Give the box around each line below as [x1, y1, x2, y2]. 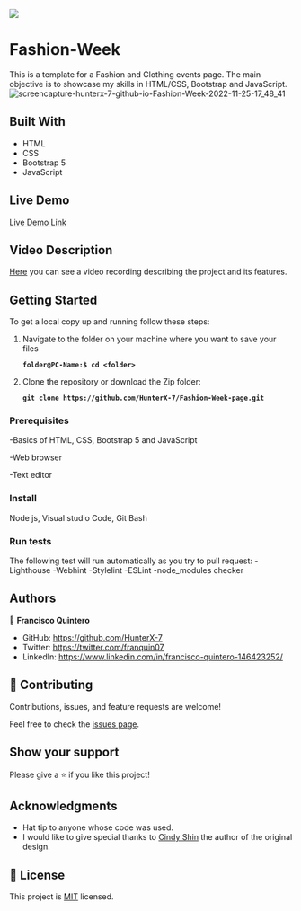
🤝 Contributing [9, 677, 93, 693]
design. [22, 841, 51, 853]
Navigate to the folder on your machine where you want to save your [22, 333, 277, 345]
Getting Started [9, 292, 98, 307]
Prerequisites [9, 414, 69, 427]
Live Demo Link [9, 217, 67, 227]
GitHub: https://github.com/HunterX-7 [22, 632, 164, 642]
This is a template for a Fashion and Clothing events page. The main [9, 68, 261, 80]
